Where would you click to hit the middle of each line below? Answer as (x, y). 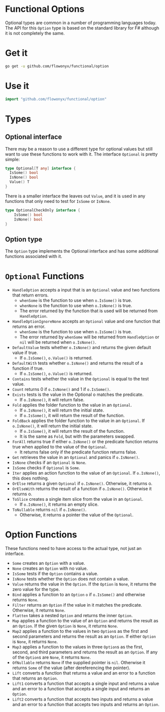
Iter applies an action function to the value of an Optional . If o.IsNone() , (86, 473)
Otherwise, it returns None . (39, 610)
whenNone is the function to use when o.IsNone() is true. (76, 306)
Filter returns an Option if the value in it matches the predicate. (77, 605)
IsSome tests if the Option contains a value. (55, 574)
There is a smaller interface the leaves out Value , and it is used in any (75, 196)
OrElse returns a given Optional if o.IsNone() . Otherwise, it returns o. (82, 484)
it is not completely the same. (35, 33)
